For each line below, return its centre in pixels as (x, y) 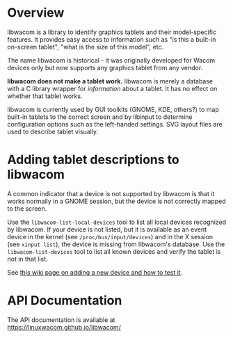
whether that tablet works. (45, 96)
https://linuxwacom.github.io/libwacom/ (64, 327)
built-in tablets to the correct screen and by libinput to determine (100, 117)
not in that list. (27, 259)
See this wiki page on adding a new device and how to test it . (95, 272)
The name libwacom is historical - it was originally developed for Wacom (111, 60)
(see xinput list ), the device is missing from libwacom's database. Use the (116, 244)
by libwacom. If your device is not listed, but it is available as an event (107, 229)
